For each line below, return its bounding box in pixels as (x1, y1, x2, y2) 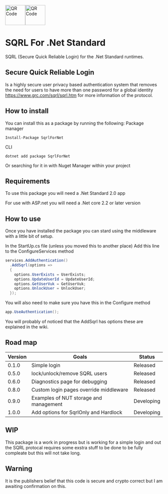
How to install (5, 107, 49, 115)
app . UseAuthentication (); (5, 309, 59, 315)
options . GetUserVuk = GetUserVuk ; (14, 281, 86, 286)
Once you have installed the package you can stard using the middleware (5, 228, 156, 234)
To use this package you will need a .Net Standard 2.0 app (5, 190, 126, 196)
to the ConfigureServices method (5, 249, 74, 255)
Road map (5, 338, 37, 347)
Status (139, 353, 155, 360)
